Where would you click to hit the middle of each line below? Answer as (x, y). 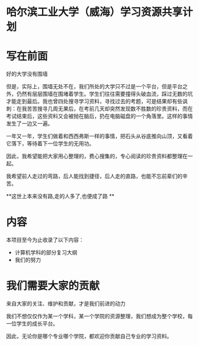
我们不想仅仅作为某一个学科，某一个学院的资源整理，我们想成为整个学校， (97, 316)
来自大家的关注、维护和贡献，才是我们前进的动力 (66, 304)
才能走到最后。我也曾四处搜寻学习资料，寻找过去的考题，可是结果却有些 (94, 101)
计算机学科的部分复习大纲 (46, 253)
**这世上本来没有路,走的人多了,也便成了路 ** (60, 196)
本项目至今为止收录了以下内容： (45, 240)
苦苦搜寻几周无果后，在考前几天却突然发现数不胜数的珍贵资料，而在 (110, 109)
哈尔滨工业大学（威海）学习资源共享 (94, 12)
